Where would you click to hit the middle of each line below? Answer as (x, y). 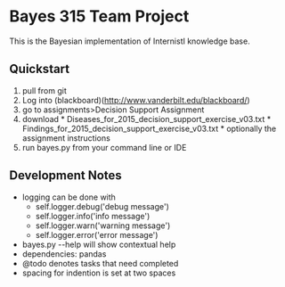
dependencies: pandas (64, 254)
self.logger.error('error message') (97, 234)
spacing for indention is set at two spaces (99, 273)
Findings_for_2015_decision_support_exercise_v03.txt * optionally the (149, 128)
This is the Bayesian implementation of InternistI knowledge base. (130, 41)
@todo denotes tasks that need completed (100, 263)
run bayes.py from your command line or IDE (104, 147)
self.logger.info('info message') (93, 216)
